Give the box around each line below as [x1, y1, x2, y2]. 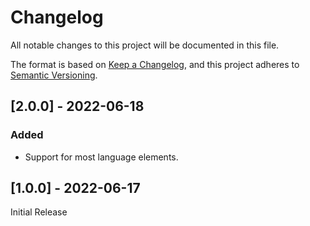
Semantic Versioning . [10, 69, 98, 81]
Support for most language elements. [24, 151, 179, 163]
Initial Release [10, 206, 68, 218]
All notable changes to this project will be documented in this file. [10, 39, 280, 51]
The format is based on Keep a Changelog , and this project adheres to [10, 58, 300, 70]
